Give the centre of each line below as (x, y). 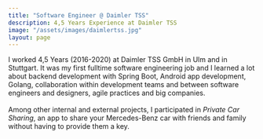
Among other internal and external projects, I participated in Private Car (124, 110)
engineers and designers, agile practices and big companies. (107, 93)
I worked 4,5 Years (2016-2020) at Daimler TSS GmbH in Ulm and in (118, 60)
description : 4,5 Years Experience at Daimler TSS (93, 23)
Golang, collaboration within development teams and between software (124, 85)
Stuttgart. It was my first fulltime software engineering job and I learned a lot (131, 68)
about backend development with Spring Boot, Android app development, (127, 76)
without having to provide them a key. (69, 126)
